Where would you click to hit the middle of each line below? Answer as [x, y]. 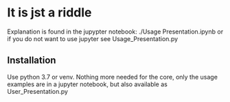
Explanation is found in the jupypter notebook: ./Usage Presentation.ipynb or [115, 31]
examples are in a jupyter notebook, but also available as [88, 84]
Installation [32, 61]
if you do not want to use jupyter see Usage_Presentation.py [93, 38]
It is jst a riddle [49, 13]
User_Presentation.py [38, 91]
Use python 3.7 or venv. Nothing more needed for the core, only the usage [113, 77]
